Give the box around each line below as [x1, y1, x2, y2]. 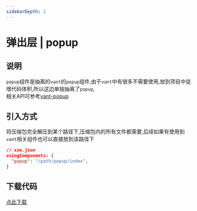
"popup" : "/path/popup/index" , [11, 159, 88, 164]
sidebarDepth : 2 [6, 8, 46, 15]
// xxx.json [6, 147, 35, 153]
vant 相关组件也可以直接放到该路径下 [6, 136, 94, 143]
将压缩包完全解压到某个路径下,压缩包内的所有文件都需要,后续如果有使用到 [6, 128, 185, 136]
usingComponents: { [6, 153, 54, 159]
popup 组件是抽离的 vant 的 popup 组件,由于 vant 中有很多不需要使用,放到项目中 [6, 78, 186, 85]
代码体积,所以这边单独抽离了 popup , [11, 85, 95, 92]
